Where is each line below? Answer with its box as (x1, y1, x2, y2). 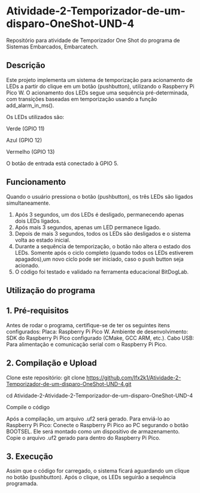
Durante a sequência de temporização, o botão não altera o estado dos (14, 242, 191, 249)
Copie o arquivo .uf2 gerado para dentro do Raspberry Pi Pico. (6, 434, 160, 441)
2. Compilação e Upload (6, 358, 97, 369)
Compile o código (6, 403, 50, 410)
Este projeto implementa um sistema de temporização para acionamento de (6, 76, 193, 83)
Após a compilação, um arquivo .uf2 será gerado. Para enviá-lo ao (6, 415, 170, 422)
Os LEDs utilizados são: (6, 113, 65, 120)
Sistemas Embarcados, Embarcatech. (6, 43, 99, 50)
